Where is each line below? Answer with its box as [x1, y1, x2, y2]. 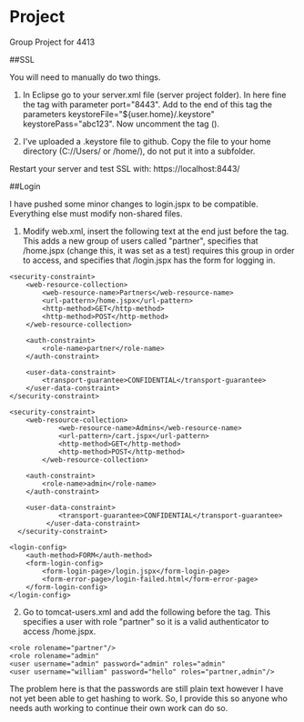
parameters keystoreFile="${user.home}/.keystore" [22, 108, 216, 119]
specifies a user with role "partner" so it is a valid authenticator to [22, 616, 269, 627]
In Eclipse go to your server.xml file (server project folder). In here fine [22, 89, 287, 100]
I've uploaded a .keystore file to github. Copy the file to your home [22, 135, 271, 146]
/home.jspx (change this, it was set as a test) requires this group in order [22, 245, 295, 256]
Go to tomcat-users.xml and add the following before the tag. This [22, 607, 271, 617]
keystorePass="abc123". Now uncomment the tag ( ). [22, 118, 220, 129]
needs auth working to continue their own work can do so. [9, 702, 228, 713]
